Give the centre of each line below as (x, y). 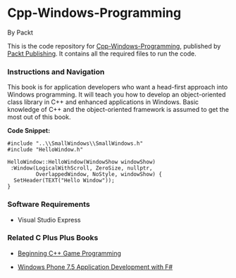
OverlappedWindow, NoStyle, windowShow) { (99, 175)
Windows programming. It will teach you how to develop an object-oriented (117, 95)
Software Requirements (49, 204)
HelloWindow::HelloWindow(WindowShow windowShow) (82, 162)
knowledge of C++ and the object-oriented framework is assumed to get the (118, 110)
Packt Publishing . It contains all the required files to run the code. (102, 53)
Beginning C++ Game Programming (69, 253)
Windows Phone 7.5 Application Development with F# (95, 267)
